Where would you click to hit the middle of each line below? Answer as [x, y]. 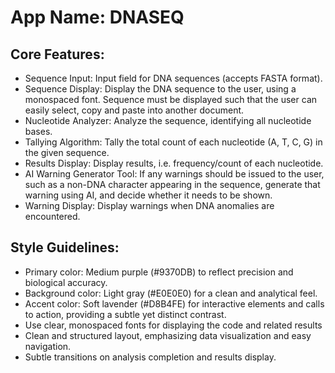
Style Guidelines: [65, 247]
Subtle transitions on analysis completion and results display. [150, 357]
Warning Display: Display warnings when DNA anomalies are [149, 205]
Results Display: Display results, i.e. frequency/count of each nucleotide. [174, 163]
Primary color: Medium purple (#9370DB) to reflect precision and [159, 272]
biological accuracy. [66, 282]
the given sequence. [67, 152]
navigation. [48, 346]
